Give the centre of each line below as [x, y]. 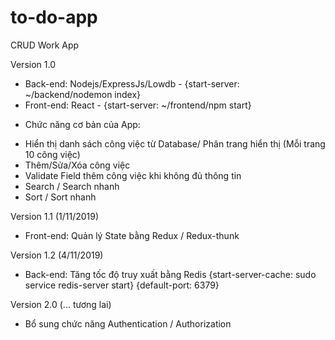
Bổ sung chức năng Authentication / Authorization [128, 323]
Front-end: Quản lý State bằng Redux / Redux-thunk [132, 235]
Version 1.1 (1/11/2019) [55, 216]
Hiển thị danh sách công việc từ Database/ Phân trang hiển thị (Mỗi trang [175, 143]
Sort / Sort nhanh [60, 197]
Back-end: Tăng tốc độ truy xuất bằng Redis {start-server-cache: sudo [170, 274]
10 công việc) [52, 154]
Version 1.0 [33, 64]
